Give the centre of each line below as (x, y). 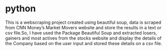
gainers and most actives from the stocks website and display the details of (83, 38)
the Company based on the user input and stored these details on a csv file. (84, 43)
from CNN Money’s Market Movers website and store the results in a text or (83, 27)
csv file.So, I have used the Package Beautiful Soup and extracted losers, (81, 33)
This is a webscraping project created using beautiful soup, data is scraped (83, 22)
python (21, 9)
